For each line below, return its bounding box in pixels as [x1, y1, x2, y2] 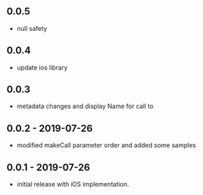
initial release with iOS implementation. [16, 180, 129, 189]
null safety [16, 24, 47, 32]
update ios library [16, 63, 68, 72]
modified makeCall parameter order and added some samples [16, 141, 196, 149]
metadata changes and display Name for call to [16, 102, 154, 111]
